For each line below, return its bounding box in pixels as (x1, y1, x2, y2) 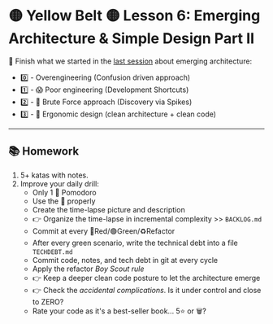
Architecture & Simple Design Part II (8, 29, 254, 48)
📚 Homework (8, 144, 80, 159)
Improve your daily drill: (19, 178, 99, 188)
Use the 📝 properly (32, 196, 96, 206)
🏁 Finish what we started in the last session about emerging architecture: (8, 56, 253, 66)
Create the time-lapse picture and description (32, 204, 185, 214)
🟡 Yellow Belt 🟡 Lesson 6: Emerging (8, 7, 261, 25)
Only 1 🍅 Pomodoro (32, 187, 97, 197)
